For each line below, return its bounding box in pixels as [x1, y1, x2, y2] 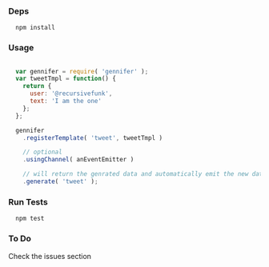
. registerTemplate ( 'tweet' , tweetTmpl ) [22, 133, 163, 141]
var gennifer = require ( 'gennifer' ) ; [15, 67, 149, 75]
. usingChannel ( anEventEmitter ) [22, 156, 134, 164]
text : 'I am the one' [29, 98, 102, 106]
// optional [22, 148, 62, 157]
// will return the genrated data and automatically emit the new [22, 170, 249, 178]
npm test [15, 214, 45, 223]
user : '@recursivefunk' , [29, 90, 113, 98]
